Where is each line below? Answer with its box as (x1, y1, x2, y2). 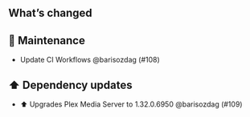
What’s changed (8, 6, 92, 20)
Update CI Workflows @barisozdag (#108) (19, 55, 161, 65)
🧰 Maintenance (8, 34, 86, 47)
